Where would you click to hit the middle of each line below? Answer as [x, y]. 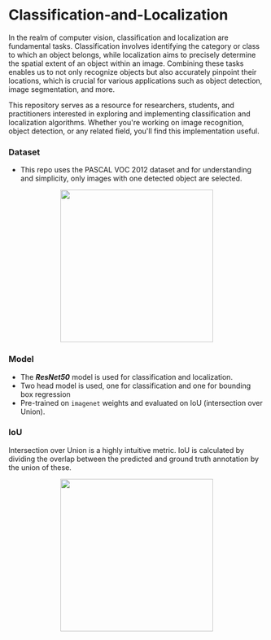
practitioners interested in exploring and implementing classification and [129, 113]
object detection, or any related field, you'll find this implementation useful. [134, 131]
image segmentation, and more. [62, 89]
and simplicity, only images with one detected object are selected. [131, 179]
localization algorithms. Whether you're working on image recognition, [126, 122]
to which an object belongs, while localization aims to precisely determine [132, 54]
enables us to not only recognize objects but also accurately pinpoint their [133, 72]
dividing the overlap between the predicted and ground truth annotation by [133, 459]
